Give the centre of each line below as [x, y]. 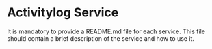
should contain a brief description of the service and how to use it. [101, 38]
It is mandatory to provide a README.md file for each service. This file [106, 31]
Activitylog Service [63, 13]
